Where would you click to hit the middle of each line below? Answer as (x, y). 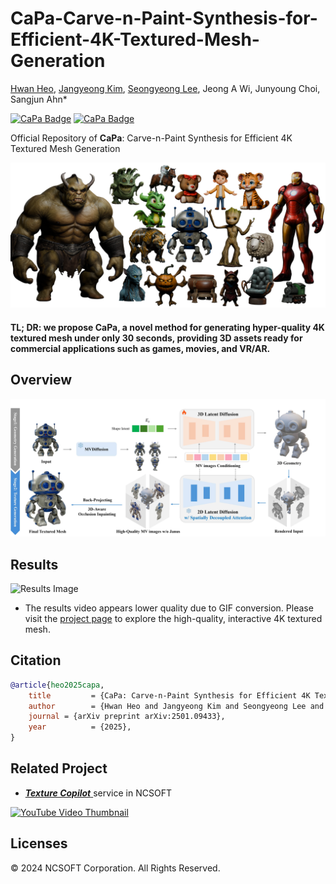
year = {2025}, (80, 727)
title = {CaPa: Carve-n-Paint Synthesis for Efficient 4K (169, 695)
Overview (41, 380)
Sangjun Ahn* (39, 99)
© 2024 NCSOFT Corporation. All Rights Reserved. (115, 868)
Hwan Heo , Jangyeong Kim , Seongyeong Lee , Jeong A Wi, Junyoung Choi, (165, 88)
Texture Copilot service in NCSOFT (98, 793)
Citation (36, 660)
